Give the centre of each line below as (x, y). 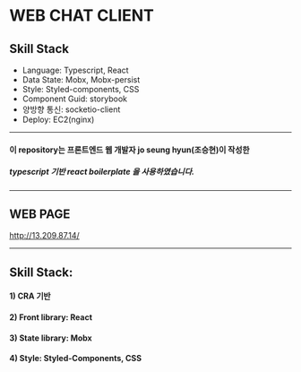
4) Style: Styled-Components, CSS (75, 359)
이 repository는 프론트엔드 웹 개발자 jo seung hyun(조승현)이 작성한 (129, 150)
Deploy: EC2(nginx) (58, 119)
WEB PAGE (40, 214)
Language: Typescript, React (75, 70)
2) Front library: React (51, 317)
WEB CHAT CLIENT (82, 16)
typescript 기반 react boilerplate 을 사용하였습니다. (102, 172)
